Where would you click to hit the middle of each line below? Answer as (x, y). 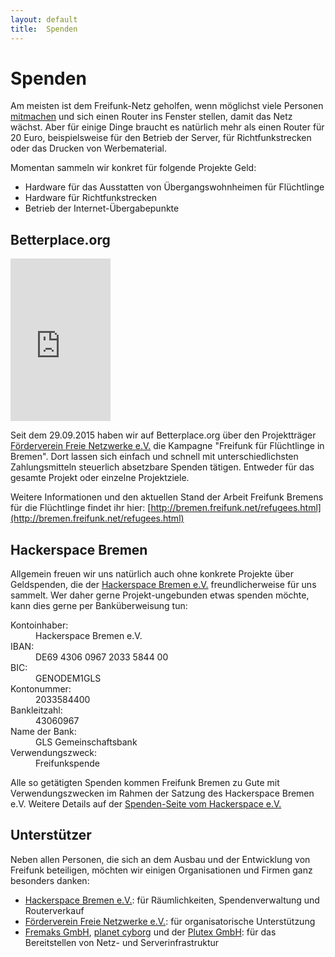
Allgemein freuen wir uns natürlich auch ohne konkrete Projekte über (152, 574)
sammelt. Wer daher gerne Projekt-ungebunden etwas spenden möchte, (160, 595)
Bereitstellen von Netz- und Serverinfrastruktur (122, 942)
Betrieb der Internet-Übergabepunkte (102, 208)
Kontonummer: (41, 689)
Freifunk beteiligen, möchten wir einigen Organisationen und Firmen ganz (161, 870)
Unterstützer (51, 835)
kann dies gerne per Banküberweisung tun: (99, 606)
